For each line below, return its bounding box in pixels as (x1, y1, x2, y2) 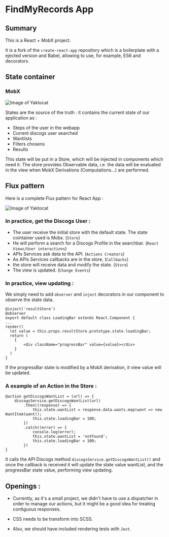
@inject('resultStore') (5, 307, 56, 312)
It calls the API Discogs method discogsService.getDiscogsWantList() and (5, 456, 161, 462)
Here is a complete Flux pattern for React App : (5, 195, 104, 201)
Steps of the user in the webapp (12, 125, 80, 131)
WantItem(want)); (5, 412, 42, 417)
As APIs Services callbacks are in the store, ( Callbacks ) (12, 256, 128, 262)
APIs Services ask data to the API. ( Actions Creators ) (12, 251, 125, 257)
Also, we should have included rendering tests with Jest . (12, 526, 131, 532)
